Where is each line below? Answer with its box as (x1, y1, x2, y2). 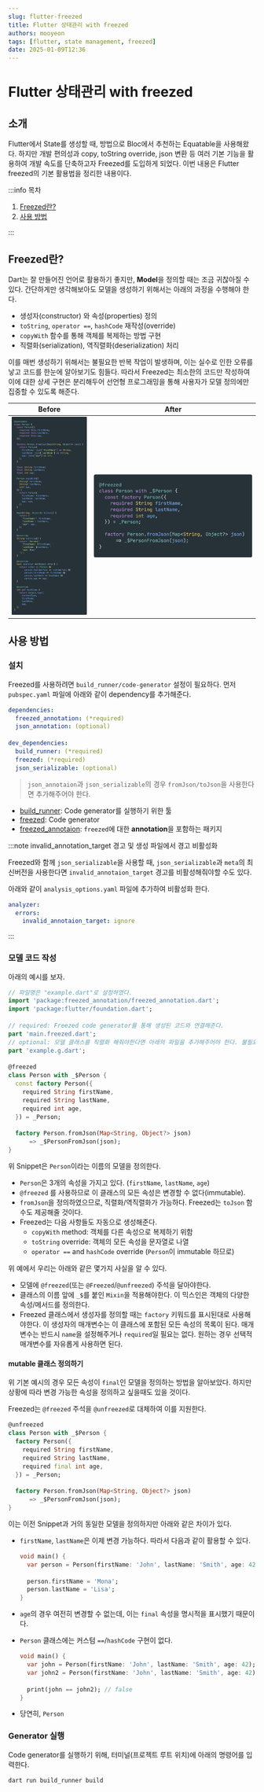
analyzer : (8, 900, 41, 908)
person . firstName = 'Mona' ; (27, 1577, 119, 1585)
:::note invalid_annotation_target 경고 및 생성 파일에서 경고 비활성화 (8, 841, 218, 850)
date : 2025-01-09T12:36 (8, 46, 86, 54)
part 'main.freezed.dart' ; (8, 1030, 97, 1038)
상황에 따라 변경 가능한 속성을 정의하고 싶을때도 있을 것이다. (8, 1388, 191, 1397)
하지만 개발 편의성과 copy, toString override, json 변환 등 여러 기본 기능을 (18, 149, 246, 159)
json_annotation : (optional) (15, 723, 111, 730)
